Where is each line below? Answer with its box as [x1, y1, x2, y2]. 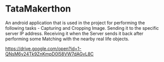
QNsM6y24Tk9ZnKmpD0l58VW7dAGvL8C [5, 51, 94, 57]
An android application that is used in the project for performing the [5, 20, 145, 26]
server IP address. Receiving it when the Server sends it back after [5, 30, 144, 36]
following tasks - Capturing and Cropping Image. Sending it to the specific [5, 25, 159, 31]
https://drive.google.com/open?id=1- [5, 45, 81, 51]
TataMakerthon [5, 3, 71, 15]
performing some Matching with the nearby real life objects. [5, 36, 130, 42]
